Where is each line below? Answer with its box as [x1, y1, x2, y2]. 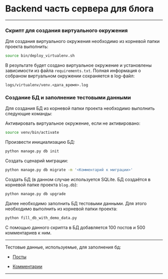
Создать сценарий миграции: [5, 158, 68, 164]
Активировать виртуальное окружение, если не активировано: [5, 120, 141, 126]
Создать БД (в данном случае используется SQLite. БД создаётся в [5, 177, 151, 183]
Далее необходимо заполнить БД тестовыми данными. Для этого [5, 200, 147, 206]
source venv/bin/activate [5, 130, 59, 135]
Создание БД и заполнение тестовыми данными [5, 94, 131, 101]
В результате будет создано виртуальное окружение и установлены [5, 62, 152, 68]
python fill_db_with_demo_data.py [5, 215, 77, 220]
